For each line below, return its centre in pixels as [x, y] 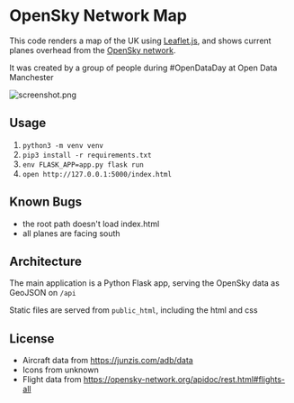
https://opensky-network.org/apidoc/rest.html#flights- [184, 380]
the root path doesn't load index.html [91, 224]
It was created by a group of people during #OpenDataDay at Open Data [143, 68]
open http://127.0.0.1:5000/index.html [97, 174]
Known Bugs [46, 202]
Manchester [31, 77]
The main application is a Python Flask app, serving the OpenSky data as [145, 283]
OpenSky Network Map [98, 16]
